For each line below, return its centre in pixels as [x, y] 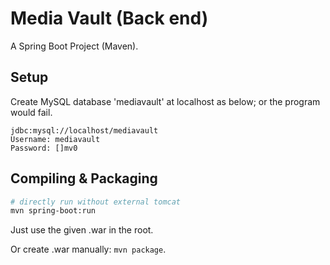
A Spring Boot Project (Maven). [74, 46]
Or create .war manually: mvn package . [88, 249]
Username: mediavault [55, 139]
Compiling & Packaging [84, 178]
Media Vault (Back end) [109, 18]
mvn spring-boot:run [53, 211]
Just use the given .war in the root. [82, 230]
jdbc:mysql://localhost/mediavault [84, 130]
